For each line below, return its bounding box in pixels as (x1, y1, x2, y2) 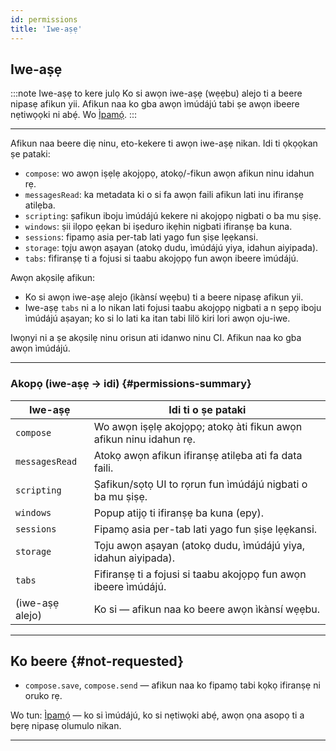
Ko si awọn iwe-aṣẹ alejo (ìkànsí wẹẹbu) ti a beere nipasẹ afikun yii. (24, 291, 304, 303)
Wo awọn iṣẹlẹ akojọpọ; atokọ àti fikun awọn (93, 419, 303, 433)
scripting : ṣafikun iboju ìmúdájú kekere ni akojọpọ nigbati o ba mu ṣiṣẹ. (24, 210, 322, 222)
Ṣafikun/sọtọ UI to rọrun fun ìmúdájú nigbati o (93, 477, 308, 491)
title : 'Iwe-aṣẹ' (10, 24, 83, 34)
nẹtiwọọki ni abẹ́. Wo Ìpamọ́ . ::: (10, 109, 138, 121)
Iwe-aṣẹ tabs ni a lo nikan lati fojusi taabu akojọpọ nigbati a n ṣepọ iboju (24, 302, 322, 314)
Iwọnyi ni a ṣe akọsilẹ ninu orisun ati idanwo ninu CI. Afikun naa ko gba (10, 332, 302, 344)
